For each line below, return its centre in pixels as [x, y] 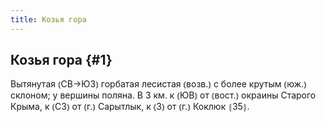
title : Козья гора [48, 19]
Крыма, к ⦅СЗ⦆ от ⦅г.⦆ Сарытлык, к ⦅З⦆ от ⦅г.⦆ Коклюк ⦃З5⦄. [130, 107]
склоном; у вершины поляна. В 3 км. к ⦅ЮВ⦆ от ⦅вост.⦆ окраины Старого [163, 95]
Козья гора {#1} [61, 60]
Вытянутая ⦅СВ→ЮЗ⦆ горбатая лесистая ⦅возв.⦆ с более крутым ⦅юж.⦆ [158, 84]
